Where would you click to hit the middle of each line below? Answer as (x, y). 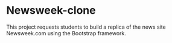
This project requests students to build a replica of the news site (86, 27)
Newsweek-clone (51, 10)
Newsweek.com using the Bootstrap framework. (66, 33)
